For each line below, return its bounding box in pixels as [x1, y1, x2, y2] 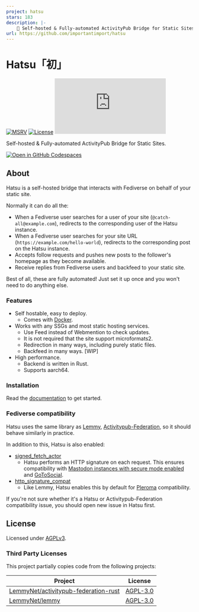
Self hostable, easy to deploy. [14, 310, 88, 317]
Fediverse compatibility [6, 409, 76, 418]
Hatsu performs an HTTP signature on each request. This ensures [23, 459, 185, 466]
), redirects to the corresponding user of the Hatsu [54, 220, 178, 227]
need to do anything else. [6, 281, 68, 289]
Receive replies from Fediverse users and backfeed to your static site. [14, 264, 185, 271]
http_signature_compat [14, 478, 71, 485]
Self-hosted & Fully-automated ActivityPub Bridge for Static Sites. [6, 140, 166, 147]
